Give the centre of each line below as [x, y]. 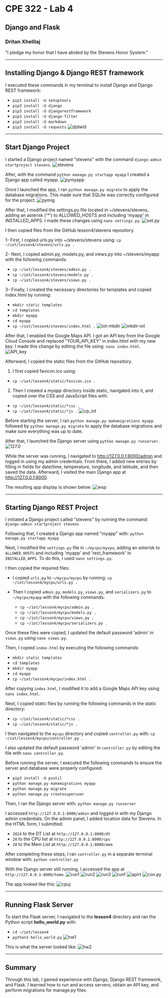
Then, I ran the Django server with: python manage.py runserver [71, 804]
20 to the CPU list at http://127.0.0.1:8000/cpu [61, 839]
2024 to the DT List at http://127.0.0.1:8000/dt [61, 834]
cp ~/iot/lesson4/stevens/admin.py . [52, 269]
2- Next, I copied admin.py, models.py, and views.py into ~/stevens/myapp [82, 254]
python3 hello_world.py [37, 938]
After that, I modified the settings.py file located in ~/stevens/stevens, [77, 210]
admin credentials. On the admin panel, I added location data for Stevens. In [83, 819]
